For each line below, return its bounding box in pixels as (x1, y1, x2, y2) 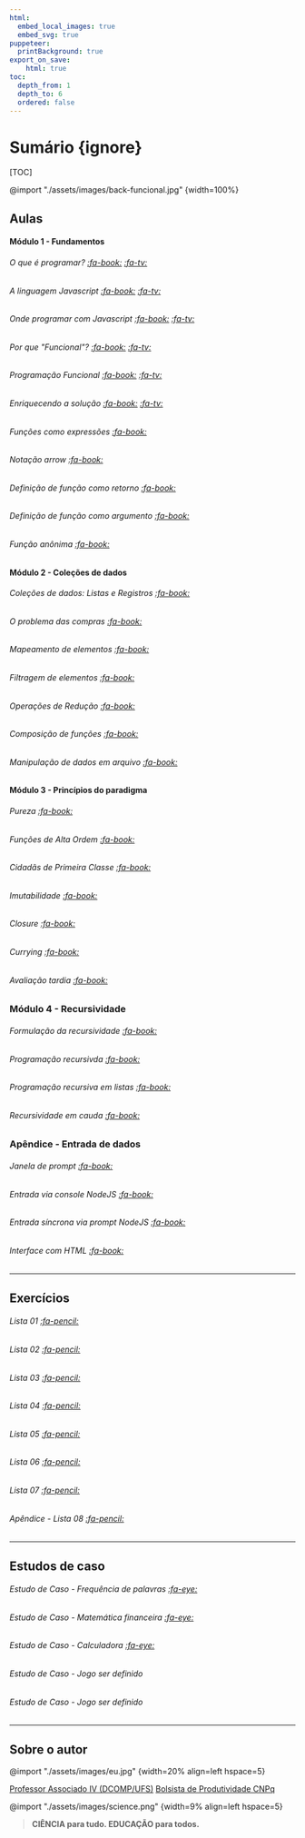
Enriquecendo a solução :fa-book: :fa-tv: (9, 397, 163, 409)
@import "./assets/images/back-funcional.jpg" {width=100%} (9, 184, 239, 195)
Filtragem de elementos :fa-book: (9, 672, 135, 683)
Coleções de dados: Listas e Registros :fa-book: (9, 588, 191, 599)
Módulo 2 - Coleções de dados (9, 567, 127, 578)
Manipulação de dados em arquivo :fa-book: (9, 756, 178, 768)
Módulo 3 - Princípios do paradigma (9, 785, 148, 796)
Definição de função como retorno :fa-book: (9, 482, 177, 493)
